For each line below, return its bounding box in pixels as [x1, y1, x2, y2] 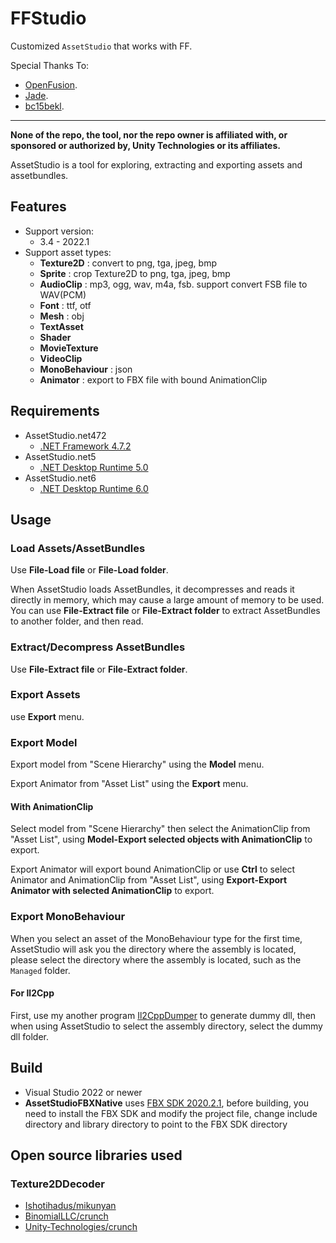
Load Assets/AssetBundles [10, 541, 146, 555]
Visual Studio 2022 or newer [24, 1086, 143, 1098]
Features [10, 198, 67, 216]
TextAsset [39, 320, 84, 332]
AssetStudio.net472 [24, 429, 107, 441]
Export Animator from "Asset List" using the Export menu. [10, 778, 249, 790]
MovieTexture [39, 342, 99, 354]
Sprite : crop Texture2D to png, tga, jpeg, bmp [39, 267, 231, 279]
